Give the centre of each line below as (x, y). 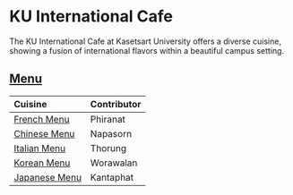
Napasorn (111, 133)
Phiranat (108, 119)
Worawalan (114, 163)
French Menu (42, 119)
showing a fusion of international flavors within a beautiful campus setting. (147, 50)
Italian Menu (40, 148)
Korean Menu (42, 163)
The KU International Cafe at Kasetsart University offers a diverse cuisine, (146, 41)
